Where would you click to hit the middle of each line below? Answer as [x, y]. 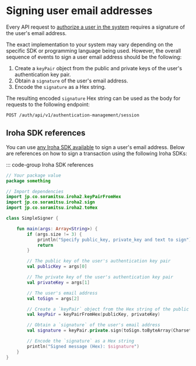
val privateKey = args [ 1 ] [59, 282]
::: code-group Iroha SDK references [50, 164]
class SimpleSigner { [32, 218]
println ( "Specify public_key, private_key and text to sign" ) [114, 240]
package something [28, 181]
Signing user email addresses [79, 11]
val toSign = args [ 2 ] [53, 298]
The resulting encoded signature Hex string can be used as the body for [93, 98]
